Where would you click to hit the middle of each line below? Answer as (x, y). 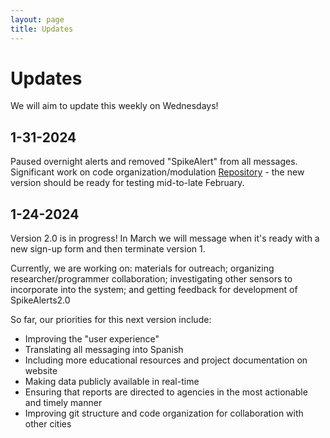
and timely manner (63, 403)
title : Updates (42, 29)
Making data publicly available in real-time (112, 382)
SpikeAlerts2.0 (40, 300)
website (41, 371)
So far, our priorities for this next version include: (111, 320)
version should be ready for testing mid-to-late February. (127, 183)
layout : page (37, 19)
